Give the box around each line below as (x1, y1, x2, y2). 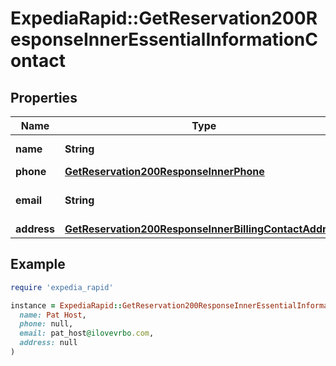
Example (10, 256, 66, 273)
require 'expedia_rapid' (10, 282, 114, 292)
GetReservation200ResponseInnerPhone (64, 165, 265, 178)
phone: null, (19, 319, 74, 329)
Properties (10, 89, 78, 106)
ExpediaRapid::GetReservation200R (10, 7, 318, 30)
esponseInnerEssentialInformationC (10, 28, 318, 51)
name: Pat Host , (19, 310, 87, 320)
